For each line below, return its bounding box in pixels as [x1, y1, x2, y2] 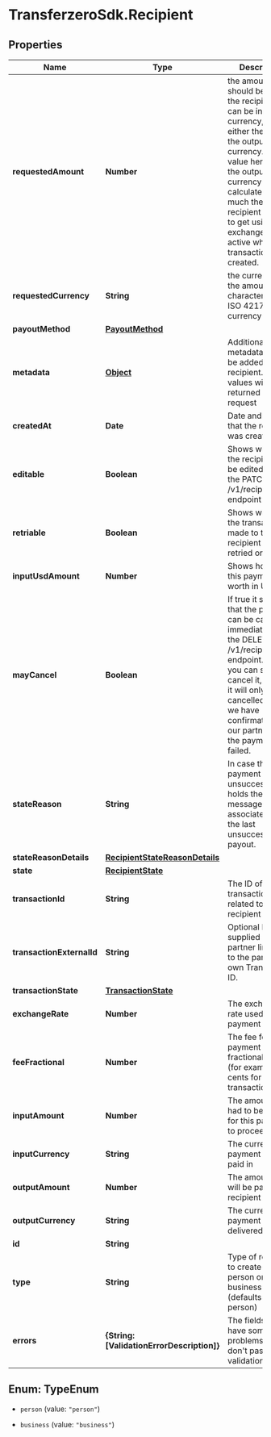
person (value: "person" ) [19, 1404, 101, 1414]
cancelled [227, 695, 265, 705]
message [227, 799, 263, 809]
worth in [227, 581, 259, 591]
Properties [8, 38, 63, 52]
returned [227, 387, 261, 398]
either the [227, 126, 265, 136]
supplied [227, 932, 261, 942]
